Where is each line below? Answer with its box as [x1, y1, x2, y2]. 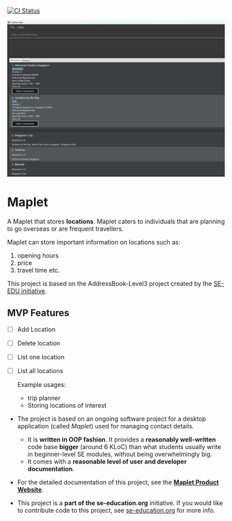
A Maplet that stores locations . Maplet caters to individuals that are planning [7, 218, 225, 226]
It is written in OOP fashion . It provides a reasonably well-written [27, 435, 216, 444]
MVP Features [7, 307, 70, 319]
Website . [17, 486, 43, 494]
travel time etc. [17, 266, 60, 274]
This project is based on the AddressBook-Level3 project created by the [7, 280, 213, 288]
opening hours [17, 252, 59, 260]
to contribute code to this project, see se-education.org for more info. [17, 506, 215, 515]
